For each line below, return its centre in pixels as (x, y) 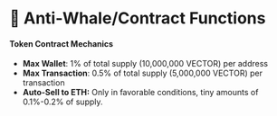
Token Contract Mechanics (62, 43)
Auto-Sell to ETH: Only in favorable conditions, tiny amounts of (140, 93)
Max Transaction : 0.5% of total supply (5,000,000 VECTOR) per (142, 73)
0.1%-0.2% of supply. (62, 102)
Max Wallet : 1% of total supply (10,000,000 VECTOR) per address (145, 64)
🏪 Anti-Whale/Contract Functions (138, 18)
